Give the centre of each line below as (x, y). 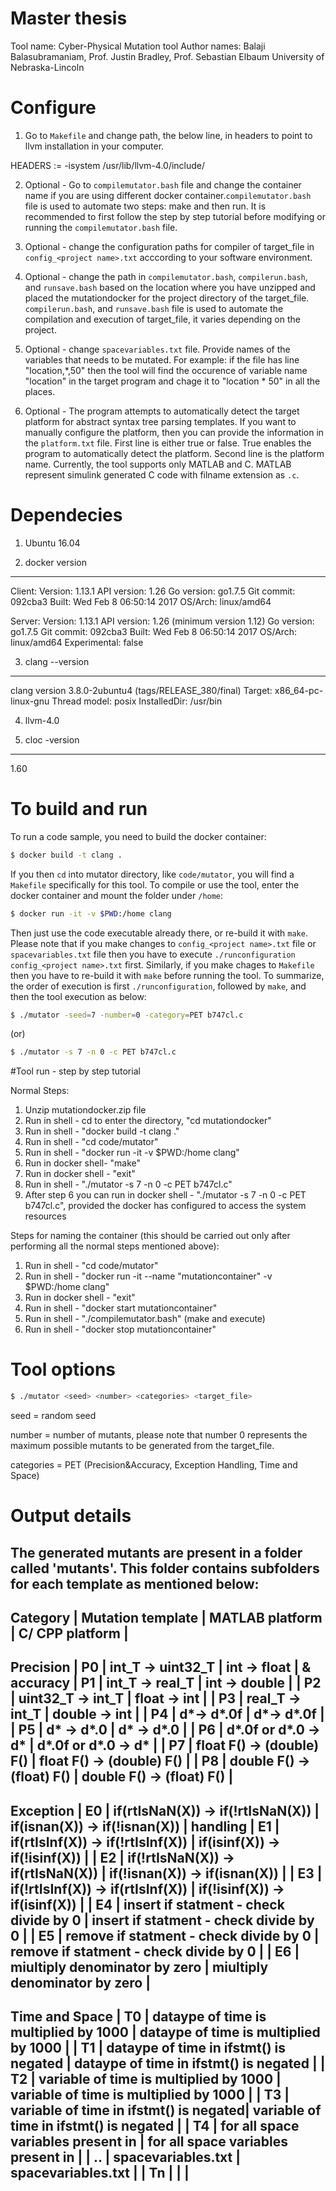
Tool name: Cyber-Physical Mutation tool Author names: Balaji (138, 46)
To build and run (79, 809)
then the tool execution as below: (78, 996)
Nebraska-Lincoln (47, 67)
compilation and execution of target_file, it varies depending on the (162, 319)
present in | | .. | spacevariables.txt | (126, 2157)
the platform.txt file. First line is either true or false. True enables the (168, 443)
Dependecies (66, 515)
